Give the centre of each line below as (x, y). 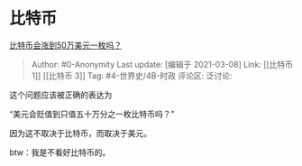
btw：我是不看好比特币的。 (60, 152)
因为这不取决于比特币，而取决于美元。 (80, 133)
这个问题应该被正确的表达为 (61, 95)
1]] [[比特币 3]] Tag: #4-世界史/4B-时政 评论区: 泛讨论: (132, 75)
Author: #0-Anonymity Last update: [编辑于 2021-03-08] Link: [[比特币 (162, 64)
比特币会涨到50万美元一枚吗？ (66, 45)
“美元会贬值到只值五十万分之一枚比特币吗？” (92, 114)
